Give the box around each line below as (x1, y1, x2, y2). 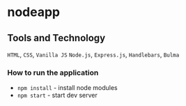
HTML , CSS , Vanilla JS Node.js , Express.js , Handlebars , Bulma (7, 50, 180, 59)
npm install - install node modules (17, 84, 118, 92)
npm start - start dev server (17, 91, 98, 100)
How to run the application (7, 68, 99, 77)
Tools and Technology (7, 32, 106, 44)
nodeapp (7, 4, 61, 20)
